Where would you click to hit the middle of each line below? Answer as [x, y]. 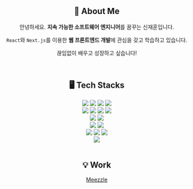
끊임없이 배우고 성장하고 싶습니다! [97, 53]
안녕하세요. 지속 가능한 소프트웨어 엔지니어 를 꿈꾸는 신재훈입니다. [97, 27]
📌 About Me [97, 11]
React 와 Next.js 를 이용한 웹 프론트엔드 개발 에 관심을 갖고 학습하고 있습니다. [97, 40]
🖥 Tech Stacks [97, 86]
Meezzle [97, 180]
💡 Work [97, 165]
